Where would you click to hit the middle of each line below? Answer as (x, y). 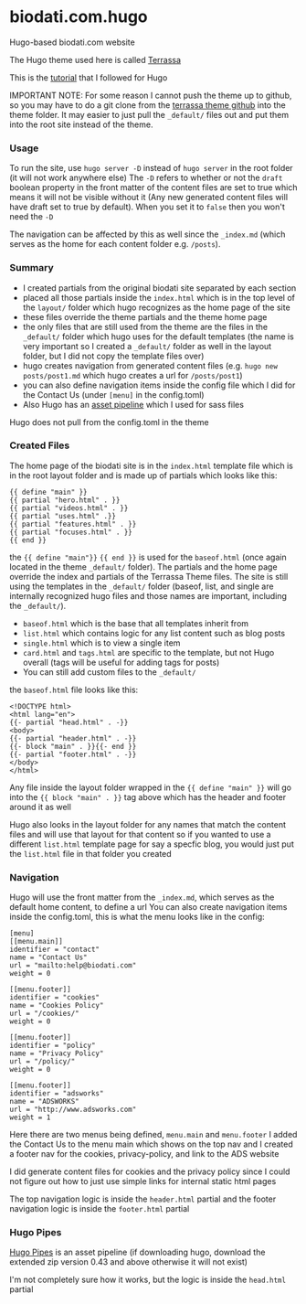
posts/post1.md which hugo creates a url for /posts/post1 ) (133, 375)
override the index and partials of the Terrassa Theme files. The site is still (149, 576)
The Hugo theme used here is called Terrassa (95, 59)
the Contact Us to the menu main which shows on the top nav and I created (152, 1144)
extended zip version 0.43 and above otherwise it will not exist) (129, 1262)
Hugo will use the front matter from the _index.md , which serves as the (142, 897)
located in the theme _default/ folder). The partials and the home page (143, 566)
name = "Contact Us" (49, 957)
